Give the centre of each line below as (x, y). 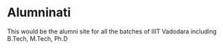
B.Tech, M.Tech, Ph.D (37, 38)
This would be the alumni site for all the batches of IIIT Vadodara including (112, 31)
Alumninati (39, 13)
